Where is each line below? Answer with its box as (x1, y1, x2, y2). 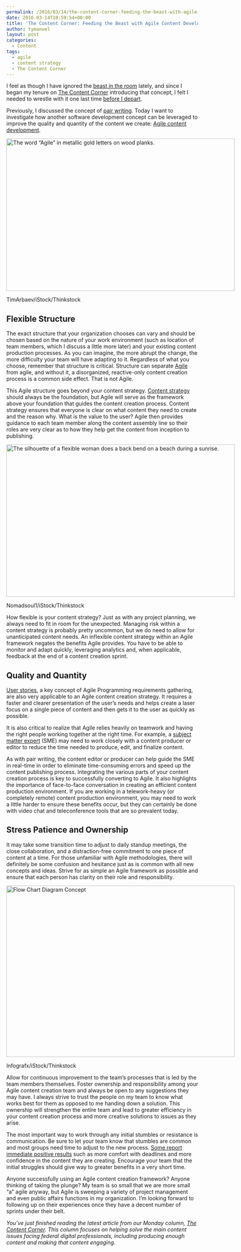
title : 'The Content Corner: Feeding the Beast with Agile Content (6, 20, 181, 26)
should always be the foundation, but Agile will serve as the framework (6, 394, 184, 401)
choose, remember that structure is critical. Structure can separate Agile (6, 362, 188, 369)
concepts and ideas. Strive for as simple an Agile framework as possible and (6, 867, 198, 874)
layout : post (6, 32, 40, 38)
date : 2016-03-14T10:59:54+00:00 (6, 15, 91, 21)
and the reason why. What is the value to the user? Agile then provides (6, 413, 184, 421)
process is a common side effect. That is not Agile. (6, 375, 134, 383)
